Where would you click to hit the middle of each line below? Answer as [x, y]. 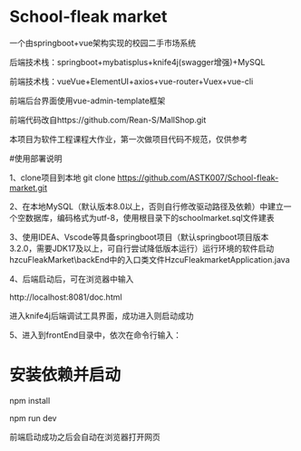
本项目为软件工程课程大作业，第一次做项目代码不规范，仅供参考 [128, 139]
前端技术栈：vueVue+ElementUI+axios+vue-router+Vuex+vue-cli [131, 81]
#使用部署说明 [36, 158]
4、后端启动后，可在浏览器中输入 [72, 279]
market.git [29, 187]
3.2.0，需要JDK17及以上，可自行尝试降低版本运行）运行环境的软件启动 [142, 248]
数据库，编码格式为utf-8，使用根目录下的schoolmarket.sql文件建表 [150, 217]
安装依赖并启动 [65, 375]
